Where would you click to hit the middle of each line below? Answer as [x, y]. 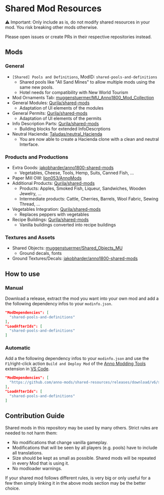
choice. [13, 488]
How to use [22, 274]
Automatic [18, 348]
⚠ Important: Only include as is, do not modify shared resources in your [78, 22]
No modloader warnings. [37, 468]
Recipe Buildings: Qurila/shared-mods [50, 219]
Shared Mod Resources [53, 9]
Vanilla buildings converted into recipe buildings [68, 225]
